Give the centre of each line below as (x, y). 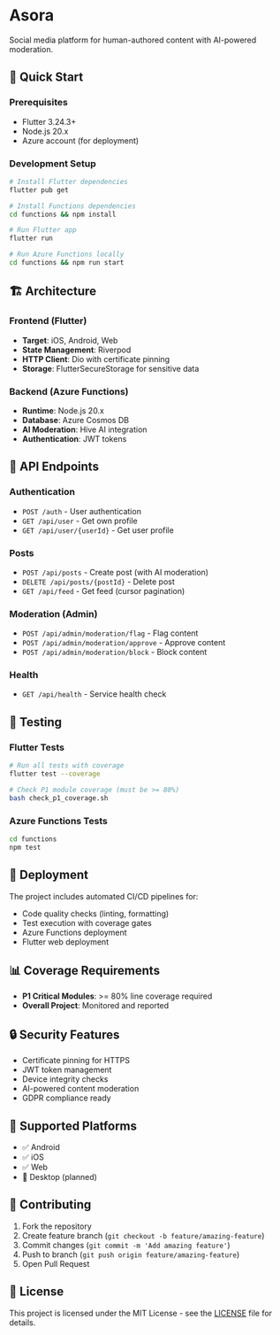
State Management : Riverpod (76, 350)
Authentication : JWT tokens (74, 438)
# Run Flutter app (43, 230)
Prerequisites (38, 103)
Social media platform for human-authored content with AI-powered (133, 40)
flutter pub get (39, 190)
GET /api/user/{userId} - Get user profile (98, 530)
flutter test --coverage (55, 774)
